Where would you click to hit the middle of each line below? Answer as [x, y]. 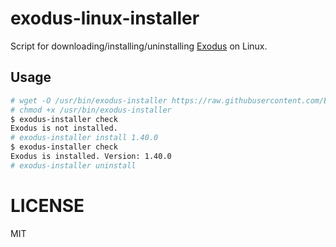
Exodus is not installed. [64, 128]
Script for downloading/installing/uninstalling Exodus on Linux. [139, 46]
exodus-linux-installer [105, 18]
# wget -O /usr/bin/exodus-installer [89, 100]
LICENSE [47, 205]
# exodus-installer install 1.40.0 [84, 138]
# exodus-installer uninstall [73, 165]
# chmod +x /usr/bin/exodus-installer [91, 110]
